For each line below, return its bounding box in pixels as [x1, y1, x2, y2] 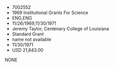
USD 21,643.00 [12, 47, 44, 53]
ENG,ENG [12, 15, 32, 21]
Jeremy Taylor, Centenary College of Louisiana [12, 26, 109, 32]
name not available [12, 36, 51, 42]
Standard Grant [12, 31, 44, 37]
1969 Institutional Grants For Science [12, 10, 88, 16]
